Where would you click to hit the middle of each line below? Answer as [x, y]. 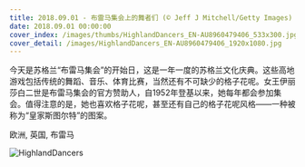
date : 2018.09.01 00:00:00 [60, 26]
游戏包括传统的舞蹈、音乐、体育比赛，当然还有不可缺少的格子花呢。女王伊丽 [152, 82]
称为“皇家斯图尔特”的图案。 [61, 115]
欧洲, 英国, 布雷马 [42, 135]
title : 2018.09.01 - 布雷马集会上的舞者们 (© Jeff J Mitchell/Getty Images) [151, 18]
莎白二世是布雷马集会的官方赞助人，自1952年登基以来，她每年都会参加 [142, 93]
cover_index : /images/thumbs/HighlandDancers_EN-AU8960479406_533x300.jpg [154, 34]
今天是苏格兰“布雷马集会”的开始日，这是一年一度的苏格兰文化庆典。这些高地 [152, 70]
